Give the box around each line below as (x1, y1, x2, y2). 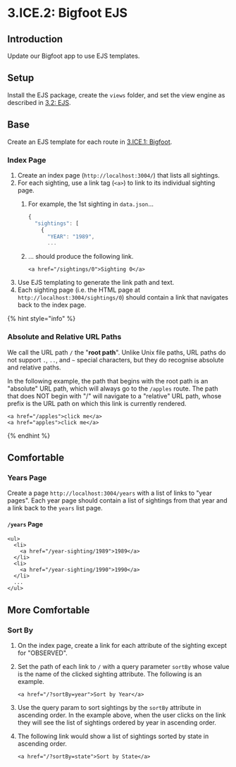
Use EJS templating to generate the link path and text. (17, 278, 175, 287)
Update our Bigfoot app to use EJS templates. (7, 51, 140, 60)
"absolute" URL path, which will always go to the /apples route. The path (7, 384, 218, 393)
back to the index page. (17, 301, 87, 309)
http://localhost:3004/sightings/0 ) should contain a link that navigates (17, 293, 229, 302)
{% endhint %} (7, 431, 51, 440)
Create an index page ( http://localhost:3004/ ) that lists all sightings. (17, 171, 221, 179)
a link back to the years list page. (7, 504, 104, 513)
